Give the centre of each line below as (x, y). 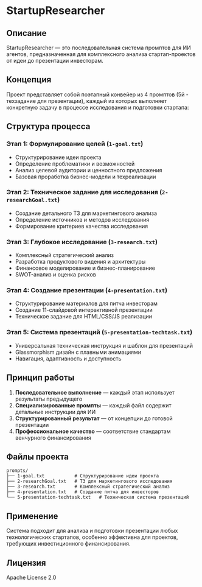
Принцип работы (40, 378)
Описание (26, 33)
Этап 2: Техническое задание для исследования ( (84, 192)
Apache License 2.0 (31, 577)
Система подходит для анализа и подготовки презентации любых (92, 531)
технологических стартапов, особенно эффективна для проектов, (92, 537)
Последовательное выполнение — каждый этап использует (95, 392)
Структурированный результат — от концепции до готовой (94, 418)
